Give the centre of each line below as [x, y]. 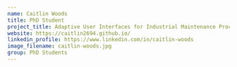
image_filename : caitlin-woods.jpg [60, 46]
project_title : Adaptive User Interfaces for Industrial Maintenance [112, 27]
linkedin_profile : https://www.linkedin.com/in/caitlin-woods [101, 40]
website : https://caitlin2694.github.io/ [69, 33]
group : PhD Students [38, 53]
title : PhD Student [36, 20]
